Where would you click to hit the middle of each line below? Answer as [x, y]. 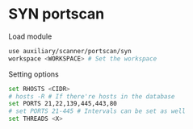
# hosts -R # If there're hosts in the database [92, 96]
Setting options [34, 74]
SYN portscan [57, 14]
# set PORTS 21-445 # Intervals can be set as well [97, 111]
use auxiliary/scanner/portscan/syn [70, 51]
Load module [30, 36]
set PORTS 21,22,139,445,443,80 [63, 104]
